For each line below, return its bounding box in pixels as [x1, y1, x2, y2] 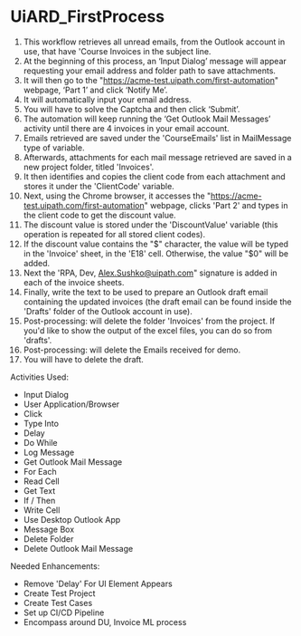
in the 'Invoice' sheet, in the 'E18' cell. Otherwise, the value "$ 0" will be [23, 247, 288, 259]
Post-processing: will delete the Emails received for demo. [23, 344, 241, 355]
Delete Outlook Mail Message [23, 543, 134, 554]
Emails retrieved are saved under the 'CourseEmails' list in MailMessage [23, 132, 292, 143]
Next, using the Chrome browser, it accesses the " [23, 190, 212, 201]
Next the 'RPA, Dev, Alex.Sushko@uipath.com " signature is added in [23, 267, 278, 278]
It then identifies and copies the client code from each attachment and [23, 170, 286, 182]
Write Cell [23, 505, 61, 516]
